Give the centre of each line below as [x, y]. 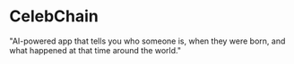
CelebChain [54, 16]
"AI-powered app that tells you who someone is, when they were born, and [147, 41]
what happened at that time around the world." [95, 50]
